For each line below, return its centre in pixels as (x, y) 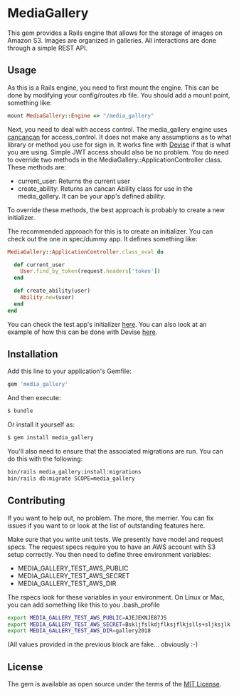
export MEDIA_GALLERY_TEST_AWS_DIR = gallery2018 (79, 631)
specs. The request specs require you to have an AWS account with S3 (111, 547)
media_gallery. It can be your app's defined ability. (91, 196)
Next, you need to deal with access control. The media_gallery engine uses (117, 129)
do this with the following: (45, 459)
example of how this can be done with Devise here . (83, 332)
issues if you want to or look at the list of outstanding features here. (106, 526)
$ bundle (20, 411)
